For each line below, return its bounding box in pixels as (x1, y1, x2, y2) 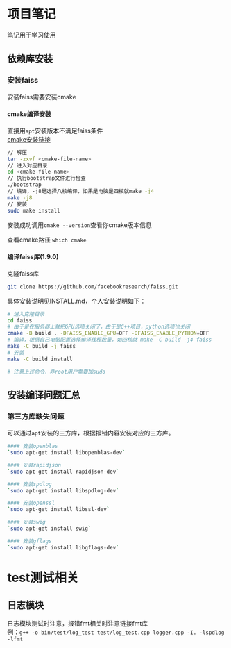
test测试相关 (7, 570, 79, 585)
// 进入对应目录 (7, 162, 48, 169)
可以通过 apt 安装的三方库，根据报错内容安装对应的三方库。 (7, 429, 175, 438)
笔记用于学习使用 (7, 31, 56, 39)
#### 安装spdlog (7, 481, 52, 488)
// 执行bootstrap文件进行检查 (7, 175, 87, 182)
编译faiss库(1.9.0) (7, 253, 59, 261)
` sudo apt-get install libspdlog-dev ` (7, 487, 119, 494)
